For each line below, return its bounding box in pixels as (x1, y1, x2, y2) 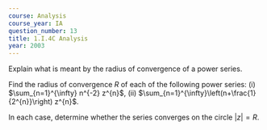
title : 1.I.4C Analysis (8, 34, 89, 43)
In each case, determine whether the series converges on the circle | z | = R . (8, 112, 260, 122)
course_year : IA (8, 19, 63, 27)
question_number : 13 (8, 27, 78, 35)
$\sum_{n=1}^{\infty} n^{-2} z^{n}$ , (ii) (8, 88, 137, 98)
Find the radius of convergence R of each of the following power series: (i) (8, 80, 256, 90)
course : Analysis (8, 11, 67, 20)
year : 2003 (8, 42, 45, 50)
